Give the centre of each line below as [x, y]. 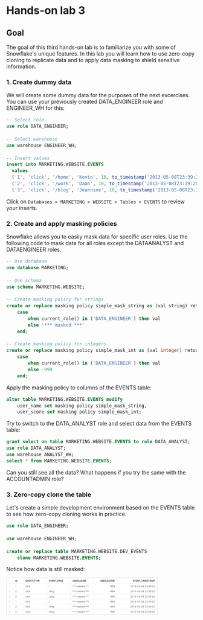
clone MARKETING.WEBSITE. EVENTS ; [59, 558]
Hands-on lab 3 [46, 11]
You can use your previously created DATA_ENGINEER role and [85, 102]
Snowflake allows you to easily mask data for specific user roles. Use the [97, 237]
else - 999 [40, 369]
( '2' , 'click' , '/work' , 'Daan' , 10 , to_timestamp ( [78, 184]
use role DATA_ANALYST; [36, 448]
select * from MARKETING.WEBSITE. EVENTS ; [59, 461]
